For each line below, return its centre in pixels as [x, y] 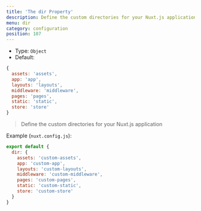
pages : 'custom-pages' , [47, 180]
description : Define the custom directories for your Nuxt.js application [101, 17]
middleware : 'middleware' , [45, 90]
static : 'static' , [35, 102]
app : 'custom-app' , [41, 163]
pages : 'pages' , [32, 96]
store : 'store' [31, 107]
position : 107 [24, 34]
